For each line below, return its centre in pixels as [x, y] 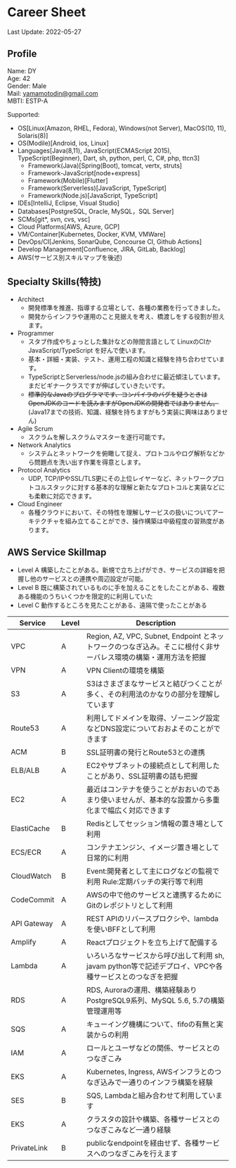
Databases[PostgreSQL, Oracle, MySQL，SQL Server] [96, 211]
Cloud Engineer [40, 503]
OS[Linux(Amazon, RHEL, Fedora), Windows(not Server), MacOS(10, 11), [122, 128]
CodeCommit [33, 900]
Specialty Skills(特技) [54, 282]
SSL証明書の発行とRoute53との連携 [146, 753]
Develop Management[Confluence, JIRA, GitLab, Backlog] [101, 249]
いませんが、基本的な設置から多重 [164, 800]
